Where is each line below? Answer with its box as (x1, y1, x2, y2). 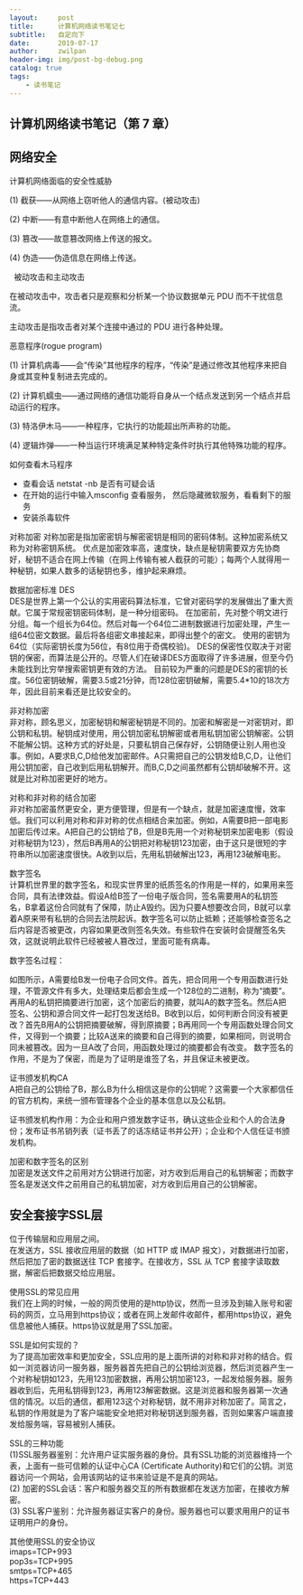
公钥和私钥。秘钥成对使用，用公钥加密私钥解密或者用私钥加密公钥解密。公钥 (9, 727, 294, 738)
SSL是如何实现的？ (9, 1339, 79, 1350)
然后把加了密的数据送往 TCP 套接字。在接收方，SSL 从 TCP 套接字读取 (9, 1255, 272, 1266)
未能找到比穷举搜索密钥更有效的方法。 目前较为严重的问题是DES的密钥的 (9, 663, 280, 674)
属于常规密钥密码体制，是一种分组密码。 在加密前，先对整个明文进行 (32, 606, 289, 617)
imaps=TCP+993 (9, 1546, 72, 1557)
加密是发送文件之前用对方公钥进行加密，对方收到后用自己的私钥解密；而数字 (9, 1167, 294, 1177)
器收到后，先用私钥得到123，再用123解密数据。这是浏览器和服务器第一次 (9, 1384, 280, 1395)
